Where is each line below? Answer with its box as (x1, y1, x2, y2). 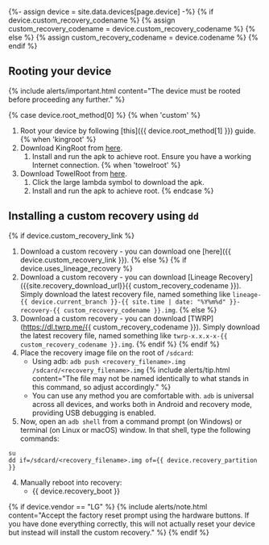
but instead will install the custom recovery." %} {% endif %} (8, 527, 209, 537)
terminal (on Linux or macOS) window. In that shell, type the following (19, 425, 251, 434)
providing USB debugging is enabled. (31, 408, 156, 417)
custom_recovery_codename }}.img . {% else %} (63, 304, 217, 314)
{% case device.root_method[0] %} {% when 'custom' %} (8, 110, 201, 119)
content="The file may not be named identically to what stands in (31, 373, 250, 383)
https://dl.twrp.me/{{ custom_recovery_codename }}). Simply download (23, 322, 260, 332)
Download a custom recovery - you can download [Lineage (19, 272, 217, 282)
